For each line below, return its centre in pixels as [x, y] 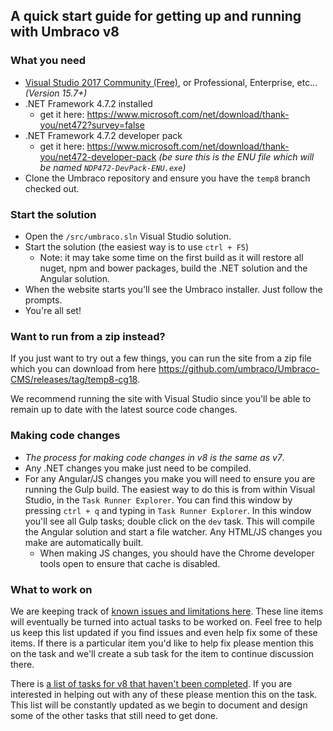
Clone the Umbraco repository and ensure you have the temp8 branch [167, 178]
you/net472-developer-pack [98, 156]
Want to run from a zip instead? [88, 336]
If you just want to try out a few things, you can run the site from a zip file [161, 358]
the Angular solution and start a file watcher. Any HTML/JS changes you [173, 531]
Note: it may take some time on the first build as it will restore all [171, 257]
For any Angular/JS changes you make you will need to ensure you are [170, 478]
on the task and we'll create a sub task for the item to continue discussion [162, 653]
